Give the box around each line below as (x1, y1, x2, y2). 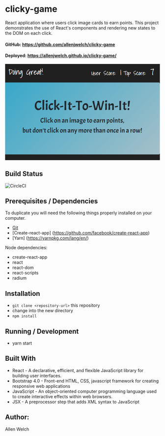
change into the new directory (12, 308, 74, 314)
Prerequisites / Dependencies (5, 197, 98, 205)
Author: (5, 413, 29, 421)
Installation (5, 289, 40, 298)
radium (12, 275, 27, 281)
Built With (5, 354, 36, 363)
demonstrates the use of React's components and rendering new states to (5, 25, 156, 30)
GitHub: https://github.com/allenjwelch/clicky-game (5, 41, 115, 47)
